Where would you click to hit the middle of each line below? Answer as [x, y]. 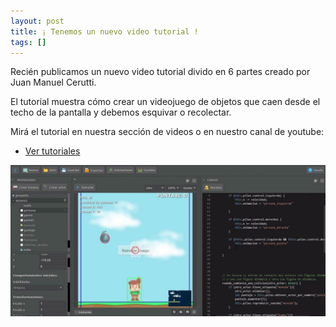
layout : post [37, 21]
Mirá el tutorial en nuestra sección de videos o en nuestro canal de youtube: [167, 132]
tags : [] [28, 42]
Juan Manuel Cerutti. [53, 82]
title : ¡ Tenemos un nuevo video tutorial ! [104, 31]
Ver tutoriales [52, 151]
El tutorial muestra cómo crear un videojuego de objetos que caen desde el [165, 102]
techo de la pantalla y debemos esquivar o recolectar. [121, 112]
